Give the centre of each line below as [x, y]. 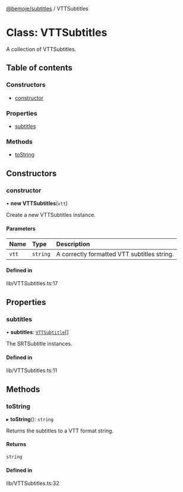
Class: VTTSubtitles [57, 33]
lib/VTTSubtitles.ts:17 [32, 284]
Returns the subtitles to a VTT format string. [60, 431]
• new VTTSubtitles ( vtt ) [37, 203]
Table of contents [39, 68]
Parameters [21, 228]
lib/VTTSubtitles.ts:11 [32, 370]
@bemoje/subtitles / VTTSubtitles [48, 9]
